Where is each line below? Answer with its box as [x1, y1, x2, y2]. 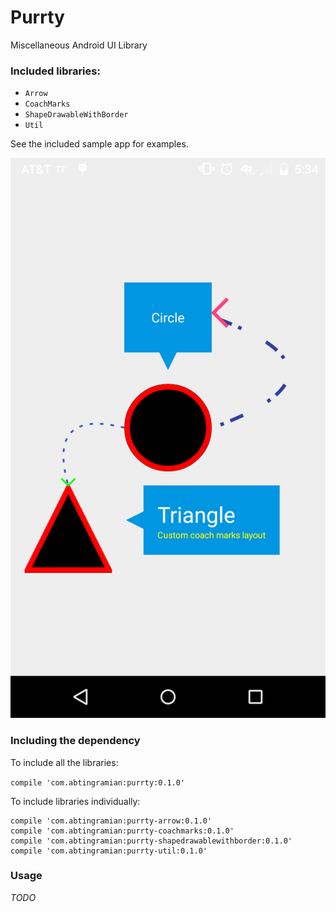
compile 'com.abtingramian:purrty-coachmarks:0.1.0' [10, 826, 235, 836]
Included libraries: [10, 64, 101, 78]
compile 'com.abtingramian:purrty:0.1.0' [10, 777, 186, 788]
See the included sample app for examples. [10, 138, 189, 150]
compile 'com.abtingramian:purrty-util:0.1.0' [10, 846, 208, 856]
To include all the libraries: [10, 756, 119, 768]
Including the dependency [10, 734, 141, 748]
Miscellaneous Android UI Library [10, 39, 148, 51]
